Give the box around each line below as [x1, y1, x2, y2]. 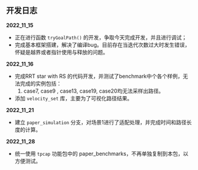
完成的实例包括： [20, 80, 62, 87]
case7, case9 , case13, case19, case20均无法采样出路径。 [23, 87, 164, 94]
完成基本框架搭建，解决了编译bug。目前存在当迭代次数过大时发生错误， [14, 41, 190, 48]
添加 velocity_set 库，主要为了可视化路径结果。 [14, 94, 133, 102]
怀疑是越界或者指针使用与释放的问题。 [14, 48, 108, 55]
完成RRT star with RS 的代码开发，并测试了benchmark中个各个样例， [14, 73, 183, 80]
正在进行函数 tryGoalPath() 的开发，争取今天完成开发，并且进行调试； [14, 34, 187, 41]
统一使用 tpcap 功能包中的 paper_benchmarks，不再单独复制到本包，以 [14, 150, 189, 157]
